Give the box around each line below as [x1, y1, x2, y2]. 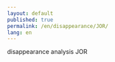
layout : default [7, 10, 53, 17]
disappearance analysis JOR [7, 48, 88, 56]
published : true [7, 16, 53, 23]
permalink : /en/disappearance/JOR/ [7, 22, 109, 29]
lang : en [7, 29, 32, 36]
